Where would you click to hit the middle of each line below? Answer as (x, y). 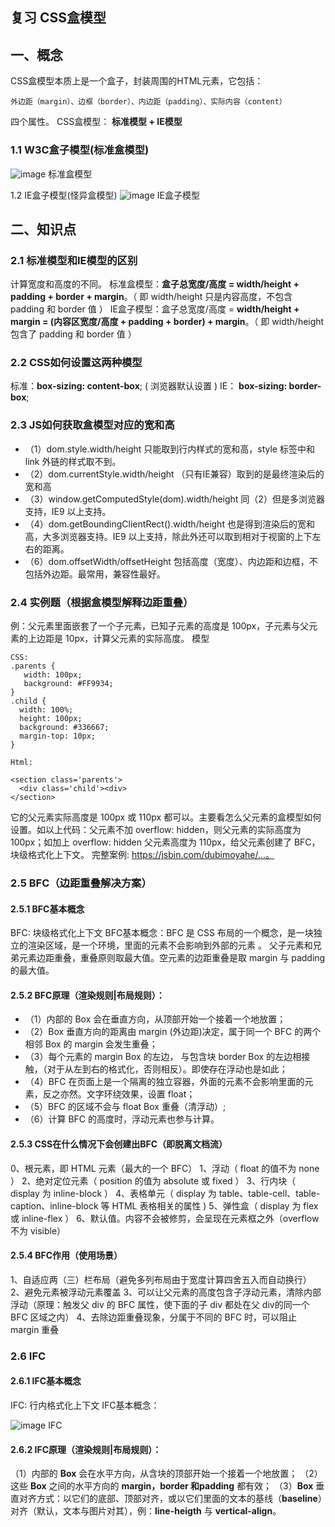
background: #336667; (64, 728)
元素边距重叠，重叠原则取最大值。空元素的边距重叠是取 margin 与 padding (172, 958)
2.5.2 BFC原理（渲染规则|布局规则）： (87, 995)
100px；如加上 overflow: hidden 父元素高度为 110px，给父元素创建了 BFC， (165, 842)
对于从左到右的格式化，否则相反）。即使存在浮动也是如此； (167, 1069)
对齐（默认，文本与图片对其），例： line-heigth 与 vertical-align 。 (146, 1511)
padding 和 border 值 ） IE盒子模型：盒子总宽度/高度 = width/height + (155, 309)
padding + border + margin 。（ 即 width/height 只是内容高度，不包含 (151, 297)
